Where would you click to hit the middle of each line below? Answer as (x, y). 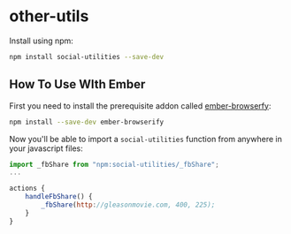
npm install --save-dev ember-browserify (87, 122)
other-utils (49, 16)
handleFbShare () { (59, 197)
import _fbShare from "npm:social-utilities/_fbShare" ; (114, 164)
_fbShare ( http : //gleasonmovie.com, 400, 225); (128, 205)
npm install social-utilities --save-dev (87, 57)
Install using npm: (41, 41)
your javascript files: (46, 148)
